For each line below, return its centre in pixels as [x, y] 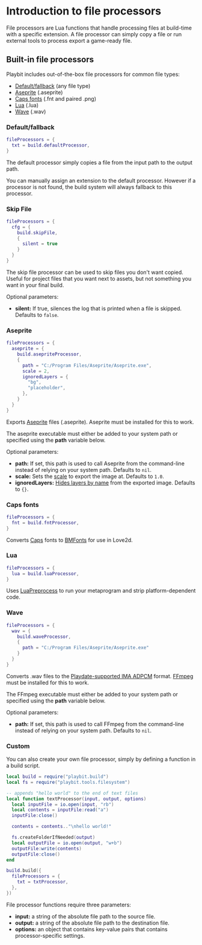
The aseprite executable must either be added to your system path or [92, 433]
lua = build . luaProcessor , [45, 574]
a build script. [23, 766]
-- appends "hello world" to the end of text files [72, 793]
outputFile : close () [36, 854]
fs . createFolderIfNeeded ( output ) [54, 838]
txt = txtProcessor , [43, 882]
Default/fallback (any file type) [53, 86]
